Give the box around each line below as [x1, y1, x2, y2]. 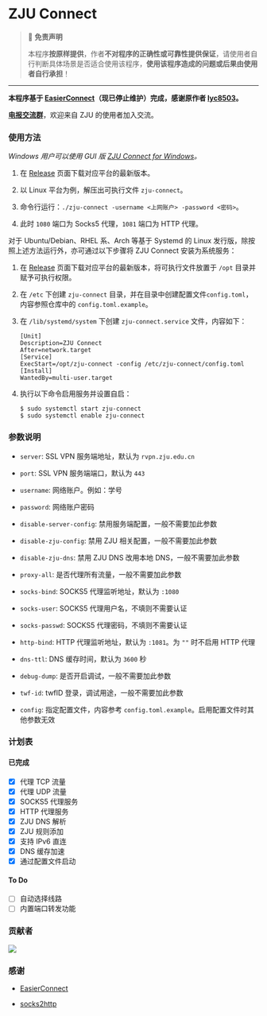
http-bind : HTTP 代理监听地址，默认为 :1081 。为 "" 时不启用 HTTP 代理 [19, 637, 256, 646]
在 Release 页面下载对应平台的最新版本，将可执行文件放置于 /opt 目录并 [19, 263, 257, 273]
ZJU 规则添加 [19, 826, 64, 836]
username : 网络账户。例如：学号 [19, 485, 123, 494]
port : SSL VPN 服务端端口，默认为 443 [19, 468, 145, 478]
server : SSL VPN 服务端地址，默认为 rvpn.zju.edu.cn [19, 451, 195, 461]
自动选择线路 [19, 894, 62, 903]
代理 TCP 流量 [19, 777, 66, 786]
